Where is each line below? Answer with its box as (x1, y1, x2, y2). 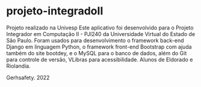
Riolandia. (6, 62, 31, 70)
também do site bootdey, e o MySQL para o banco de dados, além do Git (6, 49, 187, 56)
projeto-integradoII (6, 4, 104, 18)
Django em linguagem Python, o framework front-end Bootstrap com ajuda (6, 43, 192, 50)
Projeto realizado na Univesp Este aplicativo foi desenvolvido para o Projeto (6, 24, 194, 31)
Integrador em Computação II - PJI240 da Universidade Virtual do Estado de (6, 30, 196, 37)
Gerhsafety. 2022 (6, 74, 50, 81)
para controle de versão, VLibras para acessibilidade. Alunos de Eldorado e (6, 56, 193, 63)
